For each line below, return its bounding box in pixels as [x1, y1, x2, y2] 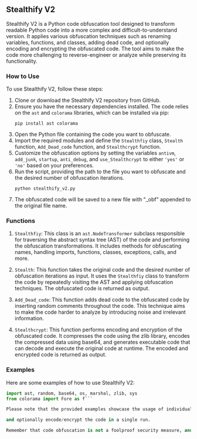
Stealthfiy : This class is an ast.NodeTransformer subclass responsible [14, 230, 185, 237]
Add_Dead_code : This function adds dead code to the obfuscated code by [14, 296, 189, 303]
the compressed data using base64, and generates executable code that [14, 339, 191, 346]
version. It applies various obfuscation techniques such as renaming [6, 32, 171, 40]
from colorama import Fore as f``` [6, 396, 93, 402]
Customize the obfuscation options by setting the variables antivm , [14, 149, 176, 157]
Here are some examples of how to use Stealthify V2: [6, 379, 135, 386]
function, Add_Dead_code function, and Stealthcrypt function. [14, 143, 161, 150]
